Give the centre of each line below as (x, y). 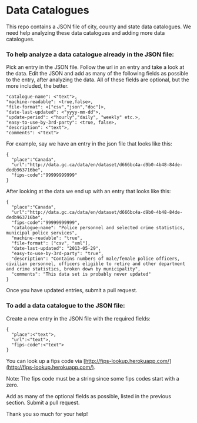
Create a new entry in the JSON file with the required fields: (79, 318)
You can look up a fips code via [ (46, 361)
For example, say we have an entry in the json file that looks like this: (89, 144)
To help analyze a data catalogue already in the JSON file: (90, 54)
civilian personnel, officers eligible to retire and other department (96, 264)
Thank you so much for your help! (47, 414)
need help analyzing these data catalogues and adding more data (86, 32)
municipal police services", (42, 233)
